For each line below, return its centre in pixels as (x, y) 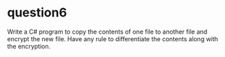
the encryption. (29, 46)
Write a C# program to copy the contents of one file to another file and (107, 32)
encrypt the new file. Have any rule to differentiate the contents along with (113, 38)
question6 (37, 13)
